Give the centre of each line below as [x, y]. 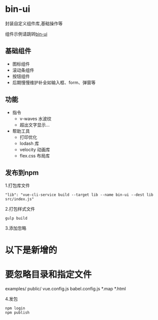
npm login [15, 308]
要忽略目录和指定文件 [49, 274]
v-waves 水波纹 [36, 118]
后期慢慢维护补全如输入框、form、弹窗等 [54, 82]
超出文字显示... [35, 125]
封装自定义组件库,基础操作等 [34, 23]
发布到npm [22, 172]
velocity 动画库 [35, 149]
